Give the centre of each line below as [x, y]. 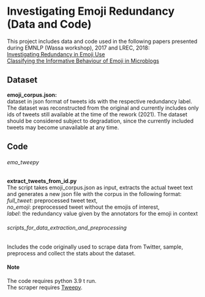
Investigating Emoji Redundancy [91, 11]
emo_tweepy [23, 162]
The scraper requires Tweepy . [45, 287]
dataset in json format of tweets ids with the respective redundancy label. [99, 101]
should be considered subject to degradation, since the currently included [100, 121]
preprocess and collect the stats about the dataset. [71, 253]
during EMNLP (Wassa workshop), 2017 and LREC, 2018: [78, 48]
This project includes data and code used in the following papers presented [102, 41]
